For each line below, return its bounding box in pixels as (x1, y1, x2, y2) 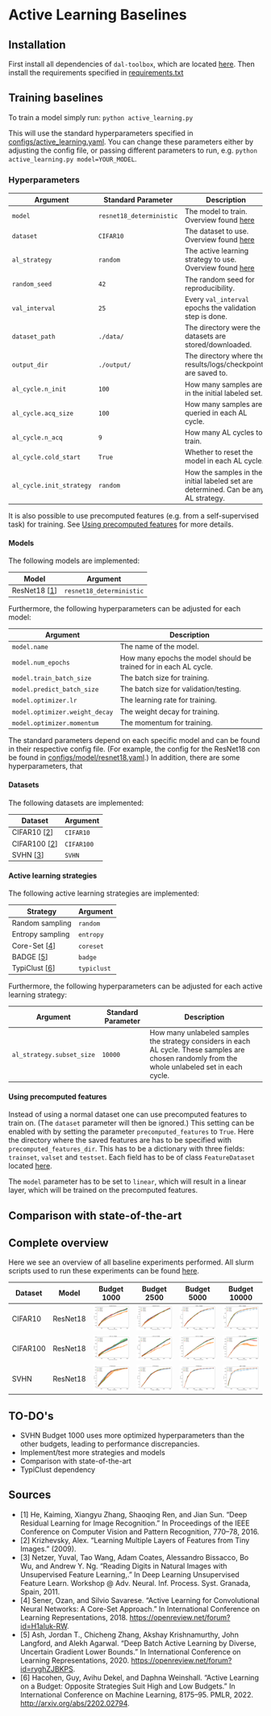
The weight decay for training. (119, 707, 220, 716)
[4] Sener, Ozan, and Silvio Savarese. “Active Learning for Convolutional (19, 1595, 260, 1605)
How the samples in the (185, 467, 263, 477)
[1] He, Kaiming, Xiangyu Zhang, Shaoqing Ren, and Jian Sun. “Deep (19, 1509, 248, 1519)
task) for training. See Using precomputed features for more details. (8, 519, 234, 530)
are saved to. (185, 368, 228, 378)
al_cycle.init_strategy (11, 482, 92, 490)
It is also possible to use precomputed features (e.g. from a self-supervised (8, 511, 260, 521)
